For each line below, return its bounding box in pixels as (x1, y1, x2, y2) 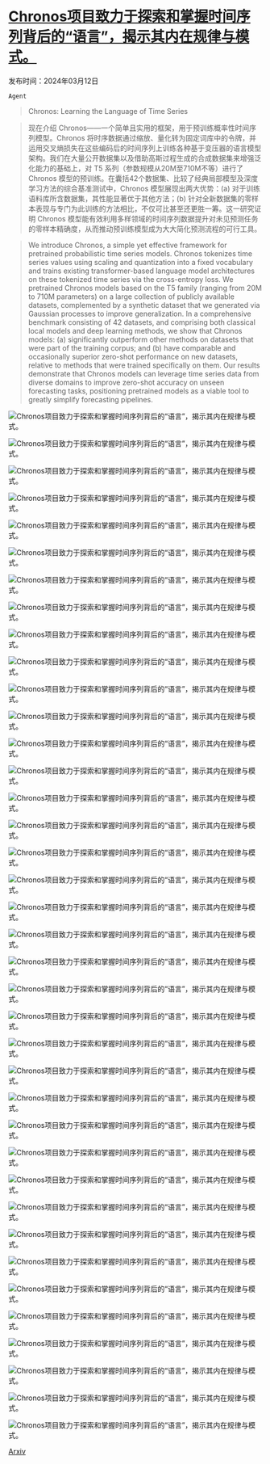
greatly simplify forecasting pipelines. (27, 394, 153, 404)
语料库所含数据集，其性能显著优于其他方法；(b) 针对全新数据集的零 (27, 193, 252, 203)
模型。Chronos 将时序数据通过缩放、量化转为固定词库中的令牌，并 (35, 133, 256, 142)
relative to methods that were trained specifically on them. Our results (27, 360, 260, 370)
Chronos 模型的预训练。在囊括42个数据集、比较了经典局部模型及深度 (27, 173, 259, 183)
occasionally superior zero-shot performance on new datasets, (27, 351, 239, 361)
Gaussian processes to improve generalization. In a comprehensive (27, 309, 251, 318)
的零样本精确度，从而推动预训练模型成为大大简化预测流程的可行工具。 (27, 224, 262, 233)
